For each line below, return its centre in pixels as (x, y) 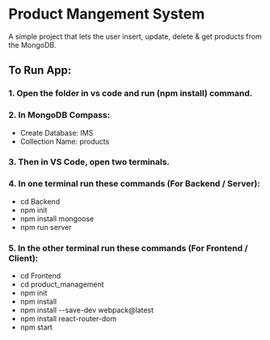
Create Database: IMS (57, 132)
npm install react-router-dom (68, 319)
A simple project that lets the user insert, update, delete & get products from (135, 36)
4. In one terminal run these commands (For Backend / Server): (134, 184)
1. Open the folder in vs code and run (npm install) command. (131, 94)
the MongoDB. (32, 44)
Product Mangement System (107, 14)
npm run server (46, 227)
